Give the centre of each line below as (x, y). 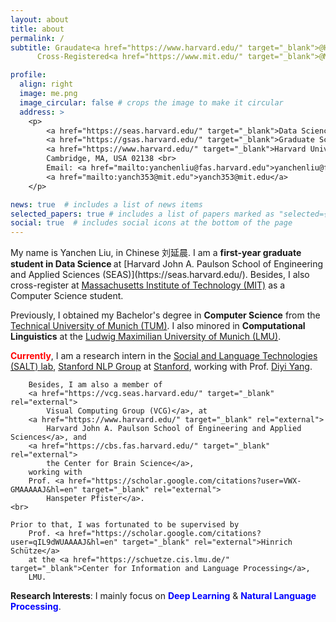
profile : (28, 75)
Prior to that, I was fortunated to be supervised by (125, 525)
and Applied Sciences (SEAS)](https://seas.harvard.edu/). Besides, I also (160, 275)
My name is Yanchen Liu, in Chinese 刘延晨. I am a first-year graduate (156, 253)
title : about (37, 29)
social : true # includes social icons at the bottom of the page (151, 223)
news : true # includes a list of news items (106, 204)
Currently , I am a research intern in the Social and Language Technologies (164, 356)
